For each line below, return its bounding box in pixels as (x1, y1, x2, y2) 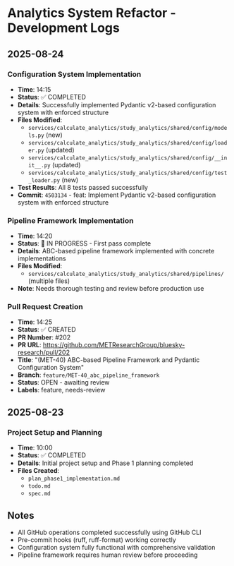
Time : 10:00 (17, 443, 53, 452)
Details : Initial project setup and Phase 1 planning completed (17, 459, 194, 467)
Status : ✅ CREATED (17, 325, 76, 334)
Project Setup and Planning (7, 427, 103, 437)
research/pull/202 (17, 348, 70, 357)
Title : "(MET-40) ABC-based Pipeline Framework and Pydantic (17, 356, 200, 364)
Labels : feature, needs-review (17, 386, 106, 395)
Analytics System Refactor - (7, 5, 176, 21)
